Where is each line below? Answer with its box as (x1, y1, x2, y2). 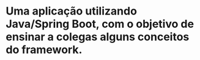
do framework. (6, 43, 83, 57)
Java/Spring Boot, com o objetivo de (6, 17, 194, 31)
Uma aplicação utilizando (6, 4, 137, 18)
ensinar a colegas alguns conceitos (6, 30, 190, 44)
